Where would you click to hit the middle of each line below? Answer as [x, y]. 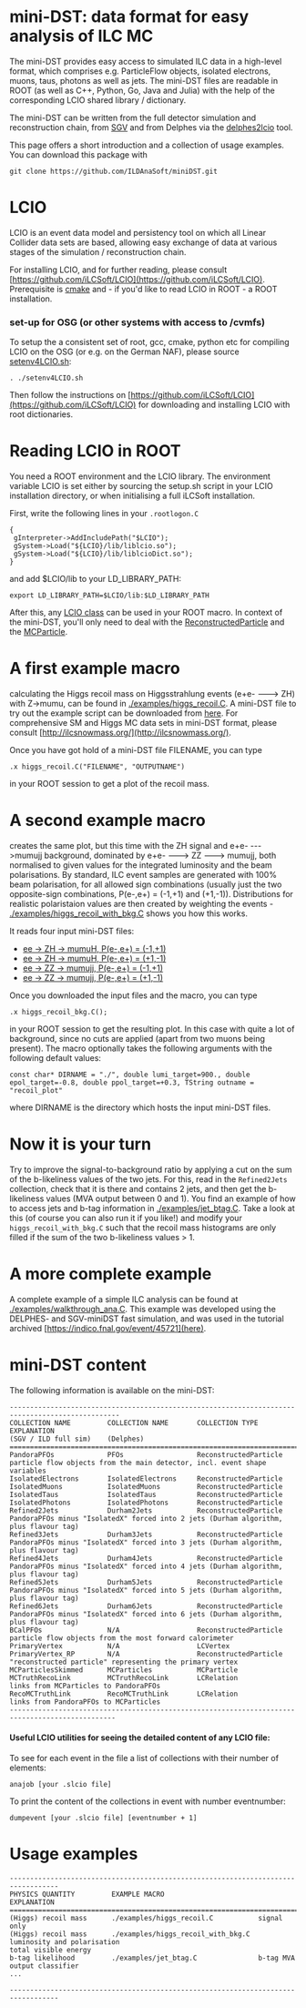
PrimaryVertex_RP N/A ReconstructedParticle [146, 1654]
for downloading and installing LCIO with [214, 405]
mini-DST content [78, 1366]
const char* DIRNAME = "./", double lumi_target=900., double [130, 1075]
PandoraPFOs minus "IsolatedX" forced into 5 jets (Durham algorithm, [146, 1590]
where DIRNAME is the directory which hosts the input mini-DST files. [140, 1107]
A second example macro [108, 821]
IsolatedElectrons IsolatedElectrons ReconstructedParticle [146, 1478]
